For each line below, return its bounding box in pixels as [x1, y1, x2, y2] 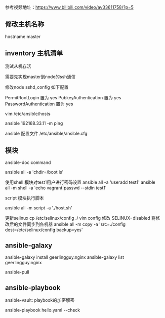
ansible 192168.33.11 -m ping [5, 120, 63, 126]
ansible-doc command [5, 159, 51, 165]
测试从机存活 [5, 63, 31, 69]
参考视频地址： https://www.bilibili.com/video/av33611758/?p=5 [5, 4, 134, 10]
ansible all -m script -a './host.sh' [5, 205, 73, 211]
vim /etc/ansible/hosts [5, 111, 51, 117]
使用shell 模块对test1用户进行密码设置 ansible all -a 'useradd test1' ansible [5, 179, 156, 185]
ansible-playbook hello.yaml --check [5, 307, 80, 313]
